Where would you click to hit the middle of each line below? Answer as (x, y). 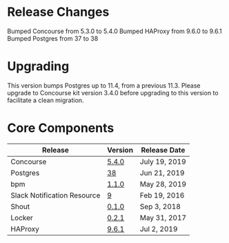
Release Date (163, 150)
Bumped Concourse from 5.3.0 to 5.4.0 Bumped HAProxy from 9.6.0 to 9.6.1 (114, 31)
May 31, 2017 (163, 217)
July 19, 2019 (163, 162)
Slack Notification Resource (56, 195)
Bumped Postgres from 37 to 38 (53, 38)
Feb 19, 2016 (162, 195)
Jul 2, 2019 (159, 229)
